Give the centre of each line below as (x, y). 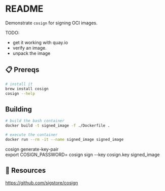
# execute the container (31, 135)
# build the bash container (35, 121)
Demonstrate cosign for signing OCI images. (52, 23)
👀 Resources (26, 170)
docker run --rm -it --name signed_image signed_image (64, 139)
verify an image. (29, 48)
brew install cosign (27, 89)
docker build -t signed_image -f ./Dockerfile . (58, 126)
